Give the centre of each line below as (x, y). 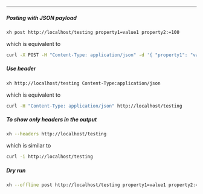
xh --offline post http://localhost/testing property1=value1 (86, 185)
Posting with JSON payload (42, 18)
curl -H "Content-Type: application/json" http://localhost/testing (94, 106)
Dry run (16, 170)
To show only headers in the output (52, 120)
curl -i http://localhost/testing (50, 157)
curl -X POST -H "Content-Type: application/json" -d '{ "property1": (97, 55)
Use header (21, 69)
